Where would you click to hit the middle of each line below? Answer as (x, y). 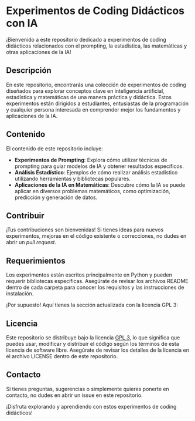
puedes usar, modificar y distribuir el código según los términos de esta (93, 344)
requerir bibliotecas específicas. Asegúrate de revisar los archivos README (97, 281)
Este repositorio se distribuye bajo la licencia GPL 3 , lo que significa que (93, 338)
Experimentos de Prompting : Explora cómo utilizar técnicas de (91, 160)
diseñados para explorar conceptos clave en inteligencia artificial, (85, 91)
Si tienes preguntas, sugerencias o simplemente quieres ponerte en (88, 389)
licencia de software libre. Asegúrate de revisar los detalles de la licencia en (97, 350)
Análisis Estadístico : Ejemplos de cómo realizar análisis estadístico (96, 172)
